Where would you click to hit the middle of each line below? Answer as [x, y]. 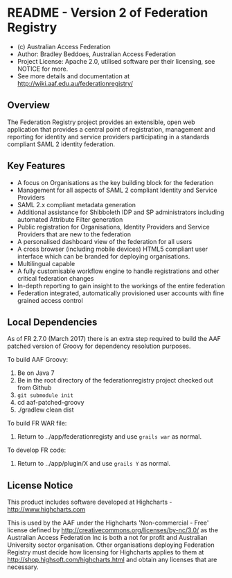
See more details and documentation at [73, 76]
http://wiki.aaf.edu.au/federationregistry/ [75, 83]
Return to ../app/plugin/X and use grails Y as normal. [94, 464]
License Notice [40, 485]
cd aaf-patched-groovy [51, 403]
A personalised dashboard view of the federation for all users [105, 241]
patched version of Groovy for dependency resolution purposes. [99, 346]
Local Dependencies [52, 322]
